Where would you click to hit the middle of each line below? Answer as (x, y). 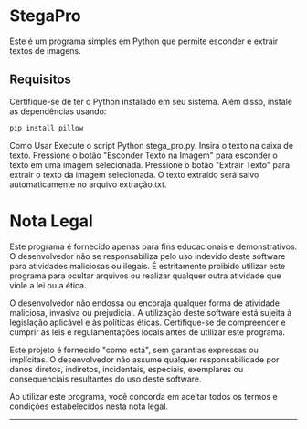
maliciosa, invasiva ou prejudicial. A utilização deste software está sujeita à (151, 312)
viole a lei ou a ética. (48, 285)
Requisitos (40, 80)
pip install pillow (47, 128)
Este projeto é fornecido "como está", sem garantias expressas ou (134, 350)
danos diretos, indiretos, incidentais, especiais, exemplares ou (127, 369)
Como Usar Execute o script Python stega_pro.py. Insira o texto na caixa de (152, 145)
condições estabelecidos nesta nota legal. (89, 406)
